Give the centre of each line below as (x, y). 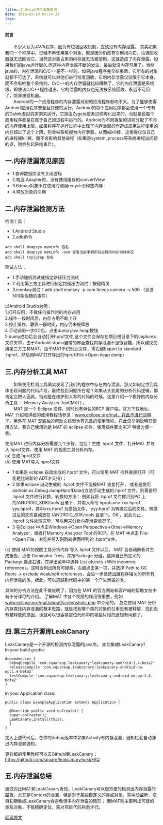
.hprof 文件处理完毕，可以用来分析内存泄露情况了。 (63, 521)
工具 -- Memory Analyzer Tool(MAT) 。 (48, 403)
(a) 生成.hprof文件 (23, 456)
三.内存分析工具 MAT (36, 372)
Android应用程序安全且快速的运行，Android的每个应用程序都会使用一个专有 (80, 107)
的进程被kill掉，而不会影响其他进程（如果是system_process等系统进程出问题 (81, 138)
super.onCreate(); (28, 715)
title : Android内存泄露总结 (31, 10)
